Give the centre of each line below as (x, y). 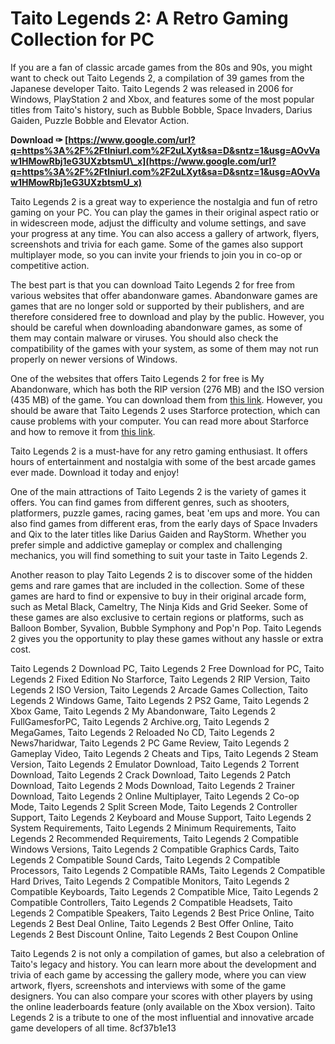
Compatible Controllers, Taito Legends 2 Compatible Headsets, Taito (151, 902)
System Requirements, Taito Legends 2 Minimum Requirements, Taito (153, 828)
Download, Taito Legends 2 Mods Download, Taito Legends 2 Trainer (153, 785)
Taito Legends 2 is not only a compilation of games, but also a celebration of (168, 953)
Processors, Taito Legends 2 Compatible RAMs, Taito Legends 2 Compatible (168, 870)
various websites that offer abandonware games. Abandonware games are (164, 295)
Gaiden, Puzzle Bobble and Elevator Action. (100, 120)
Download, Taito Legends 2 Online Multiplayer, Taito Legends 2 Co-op (155, 796)
